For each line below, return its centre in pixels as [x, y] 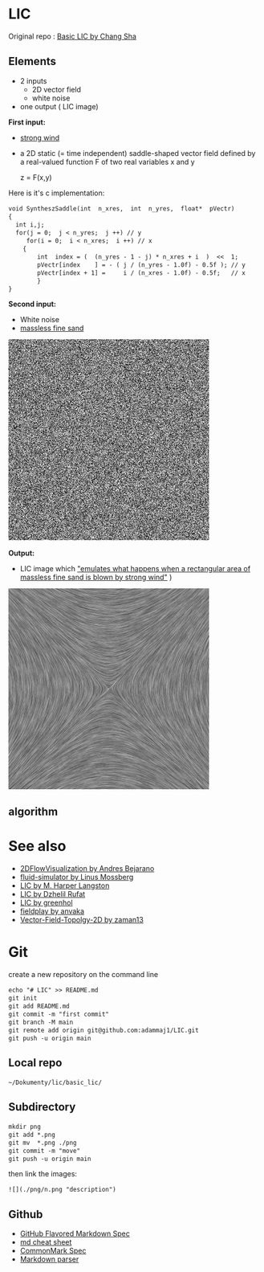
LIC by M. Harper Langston [65, 885]
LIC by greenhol [47, 903]
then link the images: [43, 1173]
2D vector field [57, 89]
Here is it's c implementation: [57, 193]
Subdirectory [42, 1107]
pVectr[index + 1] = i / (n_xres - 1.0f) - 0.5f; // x [142, 273]
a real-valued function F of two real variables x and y [107, 162]
